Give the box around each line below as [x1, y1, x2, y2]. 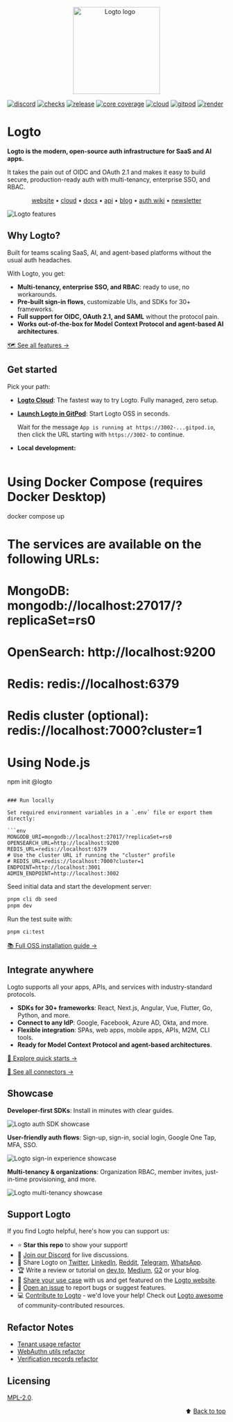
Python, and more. [17, 1011, 71, 1019]
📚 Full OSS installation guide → [7, 942, 98, 949]
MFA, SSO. [7, 1140, 38, 1148]
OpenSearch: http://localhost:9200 [7, 645, 216, 661]
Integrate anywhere [7, 964, 94, 976]
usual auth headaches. [7, 255, 72, 264]
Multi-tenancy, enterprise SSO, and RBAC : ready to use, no [17, 283, 190, 291]
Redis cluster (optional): [7, 708, 149, 724]
